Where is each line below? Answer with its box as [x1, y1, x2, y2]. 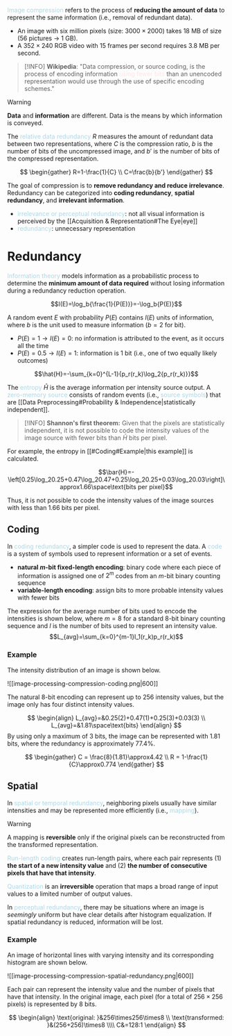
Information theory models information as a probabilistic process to [7, 271, 199, 280]
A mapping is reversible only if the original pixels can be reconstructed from [7, 833, 225, 841]
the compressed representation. [7, 154, 99, 163]
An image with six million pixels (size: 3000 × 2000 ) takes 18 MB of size [17, 27, 222, 35]
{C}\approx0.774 [68, 760, 116, 768]
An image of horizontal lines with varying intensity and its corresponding [7, 951, 214, 959]
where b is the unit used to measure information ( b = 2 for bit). [7, 320, 186, 329]
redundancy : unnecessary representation [17, 224, 136, 232]
